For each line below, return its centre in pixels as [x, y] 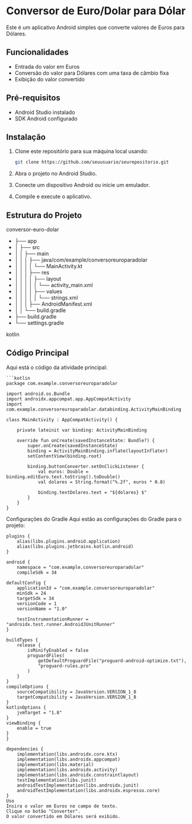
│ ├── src [27, 247]
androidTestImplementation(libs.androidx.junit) [78, 785]
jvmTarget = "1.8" [39, 712]
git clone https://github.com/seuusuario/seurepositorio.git [92, 162]
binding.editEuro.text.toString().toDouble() [63, 477]
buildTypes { [22, 640]
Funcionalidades [38, 53]
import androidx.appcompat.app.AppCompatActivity [69, 399]
